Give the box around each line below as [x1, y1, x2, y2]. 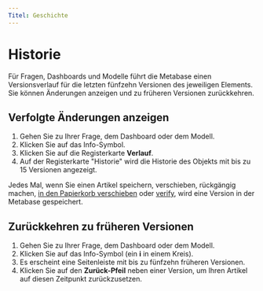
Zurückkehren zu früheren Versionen [8, 219, 194, 233]
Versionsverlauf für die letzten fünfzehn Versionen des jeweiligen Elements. [8, 79, 254, 89]
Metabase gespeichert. [8, 197, 84, 207]
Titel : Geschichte [8, 11, 68, 20]
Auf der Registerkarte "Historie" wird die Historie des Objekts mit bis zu [19, 157, 251, 166]
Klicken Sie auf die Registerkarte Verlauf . [19, 149, 154, 158]
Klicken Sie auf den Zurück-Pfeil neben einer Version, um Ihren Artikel [19, 266, 248, 275]
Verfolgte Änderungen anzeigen [8, 111, 170, 124]
